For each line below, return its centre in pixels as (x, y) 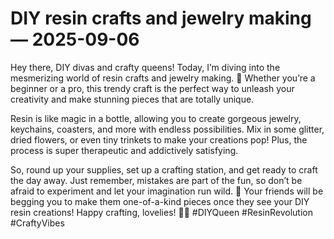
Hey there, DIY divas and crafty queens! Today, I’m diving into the (145, 67)
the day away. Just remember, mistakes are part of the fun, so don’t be (156, 180)
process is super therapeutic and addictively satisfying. (124, 150)
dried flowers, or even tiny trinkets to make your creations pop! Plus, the (159, 139)
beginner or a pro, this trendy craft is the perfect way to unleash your (152, 88)
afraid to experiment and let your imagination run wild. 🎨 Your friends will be (167, 191)
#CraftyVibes (37, 223)
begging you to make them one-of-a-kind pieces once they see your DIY (160, 201)
